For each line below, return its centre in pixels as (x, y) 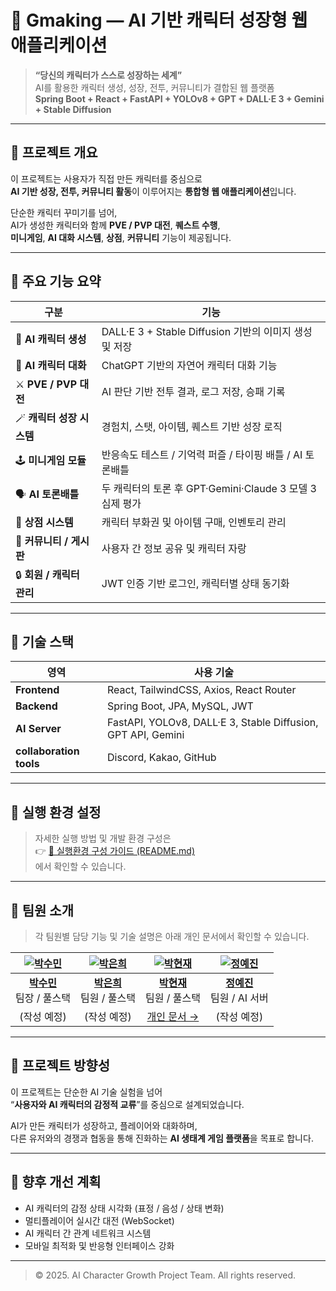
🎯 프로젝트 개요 (54, 152)
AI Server (38, 729)
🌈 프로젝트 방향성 (60, 1066)
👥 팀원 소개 (42, 910)
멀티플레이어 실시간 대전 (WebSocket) (99, 1220)
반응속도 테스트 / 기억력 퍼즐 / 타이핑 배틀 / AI (202, 454)
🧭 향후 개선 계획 (56, 1182)
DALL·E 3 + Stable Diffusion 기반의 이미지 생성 (207, 331)
